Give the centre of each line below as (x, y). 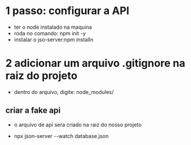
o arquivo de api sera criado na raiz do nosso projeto (78, 124)
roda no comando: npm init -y (50, 33)
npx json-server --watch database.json (61, 136)
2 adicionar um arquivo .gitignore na (95, 63)
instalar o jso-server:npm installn (54, 39)
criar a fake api (33, 111)
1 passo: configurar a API (67, 11)
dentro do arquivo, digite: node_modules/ (64, 92)
